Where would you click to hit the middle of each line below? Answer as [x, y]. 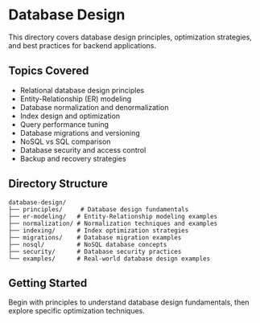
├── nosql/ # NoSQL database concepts [88, 244]
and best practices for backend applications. [83, 45]
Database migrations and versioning [80, 133]
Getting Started [48, 283]
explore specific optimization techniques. [76, 311]
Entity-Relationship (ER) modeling [76, 99]
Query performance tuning [64, 124]
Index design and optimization [70, 116]
